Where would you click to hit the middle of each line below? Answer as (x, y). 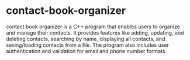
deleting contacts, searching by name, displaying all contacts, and (86, 39)
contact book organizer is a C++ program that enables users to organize (93, 27)
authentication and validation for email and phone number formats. (87, 51)
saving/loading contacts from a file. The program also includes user (88, 45)
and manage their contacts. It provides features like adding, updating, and (95, 32)
